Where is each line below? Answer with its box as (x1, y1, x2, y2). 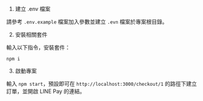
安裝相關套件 (15, 31, 47, 38)
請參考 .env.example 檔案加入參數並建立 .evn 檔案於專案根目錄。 (6, 18, 168, 25)
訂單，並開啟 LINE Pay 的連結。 (6, 88, 85, 95)
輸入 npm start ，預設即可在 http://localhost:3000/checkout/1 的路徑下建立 (6, 80, 198, 87)
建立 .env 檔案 (15, 5, 50, 12)
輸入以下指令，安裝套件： (6, 44, 71, 51)
